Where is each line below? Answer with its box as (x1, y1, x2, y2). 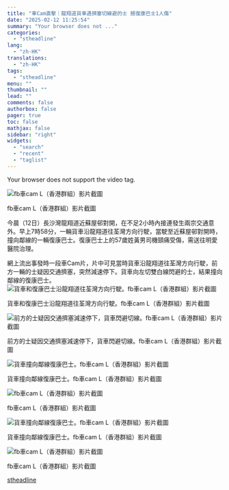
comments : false (7, 99, 53, 106)
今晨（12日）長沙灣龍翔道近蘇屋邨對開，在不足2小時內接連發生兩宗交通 (7, 219, 208, 227)
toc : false (7, 118, 38, 125)
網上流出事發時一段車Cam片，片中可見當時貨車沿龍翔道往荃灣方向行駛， (7, 258, 212, 267)
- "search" (13, 144, 44, 151)
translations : (7, 55, 48, 62)
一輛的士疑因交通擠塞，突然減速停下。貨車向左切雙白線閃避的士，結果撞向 (12, 267, 223, 275)
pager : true (7, 112, 41, 119)
